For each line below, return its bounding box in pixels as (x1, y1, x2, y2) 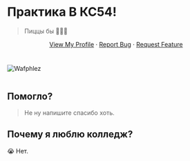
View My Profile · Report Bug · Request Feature (49, 40, 183, 48)
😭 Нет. (7, 147, 29, 155)
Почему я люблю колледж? (7, 129, 133, 140)
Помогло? (7, 90, 53, 102)
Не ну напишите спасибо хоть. (23, 108, 115, 117)
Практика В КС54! (7, 4, 117, 20)
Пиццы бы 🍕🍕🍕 (23, 27, 68, 35)
